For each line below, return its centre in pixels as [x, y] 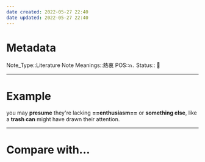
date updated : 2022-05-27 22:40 [47, 18]
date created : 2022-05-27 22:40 [47, 12]
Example [29, 96]
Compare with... [48, 150]
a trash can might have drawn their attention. [63, 119]
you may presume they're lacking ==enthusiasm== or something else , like [102, 113]
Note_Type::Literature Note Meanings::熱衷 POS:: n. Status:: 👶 [83, 65]
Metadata [31, 48]
